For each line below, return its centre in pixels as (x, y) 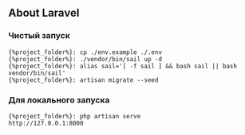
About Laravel (44, 13)
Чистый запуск (39, 36)
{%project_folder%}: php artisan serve (75, 116)
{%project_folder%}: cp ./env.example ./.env (85, 52)
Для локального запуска (59, 100)
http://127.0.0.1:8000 (46, 123)
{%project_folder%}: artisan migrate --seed (83, 80)
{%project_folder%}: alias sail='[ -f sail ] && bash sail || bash (123, 66)
